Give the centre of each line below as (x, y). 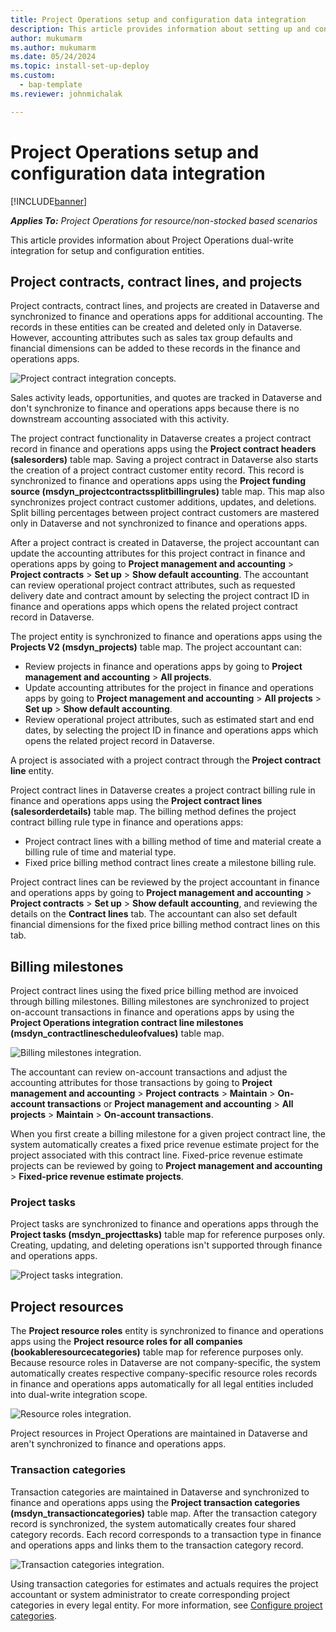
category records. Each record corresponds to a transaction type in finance (166, 1534)
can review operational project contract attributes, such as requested (153, 585)
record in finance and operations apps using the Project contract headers (163, 449)
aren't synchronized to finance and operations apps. (118, 1444)
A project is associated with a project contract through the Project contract (166, 760)
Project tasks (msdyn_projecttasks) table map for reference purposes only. (168, 1235)
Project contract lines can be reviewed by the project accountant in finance (165, 882)
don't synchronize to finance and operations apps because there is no (155, 408)
